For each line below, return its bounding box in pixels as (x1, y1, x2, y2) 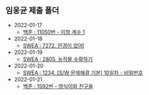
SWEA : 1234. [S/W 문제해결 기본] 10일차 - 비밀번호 (22, 69, 144, 76)
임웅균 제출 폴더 (5, 5, 59, 16)
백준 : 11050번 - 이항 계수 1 (22, 28, 85, 35)
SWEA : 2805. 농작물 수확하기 (22, 55, 93, 63)
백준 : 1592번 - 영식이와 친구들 (22, 83, 94, 90)
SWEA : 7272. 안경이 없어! (22, 42, 85, 49)
